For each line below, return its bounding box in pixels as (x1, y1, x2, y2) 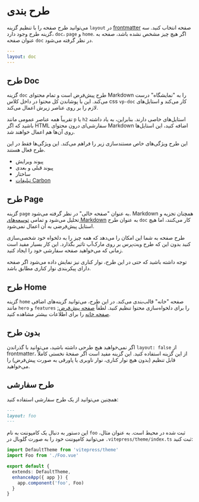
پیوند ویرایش (15, 158, 44, 165)
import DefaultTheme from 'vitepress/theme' (7, 447, 119, 453)
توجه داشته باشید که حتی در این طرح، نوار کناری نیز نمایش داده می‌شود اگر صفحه (7, 258, 187, 266)
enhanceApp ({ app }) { (12, 474, 68, 481)
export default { (7, 463, 50, 469)
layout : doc (7, 54, 36, 60)
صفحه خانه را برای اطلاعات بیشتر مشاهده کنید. (7, 311, 111, 317)
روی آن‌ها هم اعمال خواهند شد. (7, 128, 75, 135)
